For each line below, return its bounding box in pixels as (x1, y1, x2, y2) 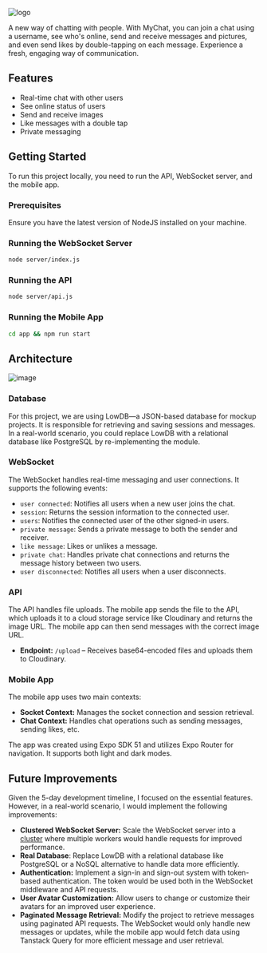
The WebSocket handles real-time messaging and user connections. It (8, 475, 240, 484)
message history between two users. (19, 558, 142, 567)
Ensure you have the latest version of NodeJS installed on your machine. (8, 217, 247, 227)
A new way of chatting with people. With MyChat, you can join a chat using (8, 23, 255, 32)
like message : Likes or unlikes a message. (19, 541, 158, 550)
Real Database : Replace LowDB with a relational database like (19, 851, 224, 860)
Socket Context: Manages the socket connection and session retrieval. (19, 708, 254, 717)
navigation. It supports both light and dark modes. (8, 749, 173, 758)
